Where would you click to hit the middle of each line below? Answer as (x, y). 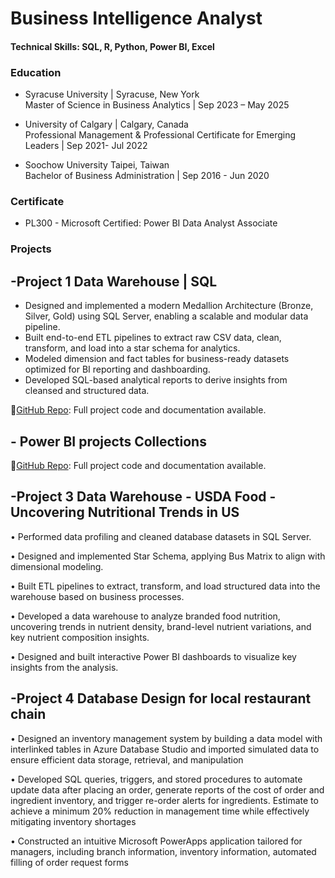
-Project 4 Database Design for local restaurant (161, 698)
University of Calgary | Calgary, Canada (106, 124)
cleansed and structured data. (87, 391)
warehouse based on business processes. (97, 596)
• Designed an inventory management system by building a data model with (166, 738)
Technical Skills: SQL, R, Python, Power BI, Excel (112, 46)
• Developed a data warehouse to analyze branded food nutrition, (145, 616)
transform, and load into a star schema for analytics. (132, 348)
